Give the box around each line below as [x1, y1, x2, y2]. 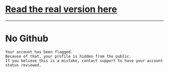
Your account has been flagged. [5, 49, 73, 54]
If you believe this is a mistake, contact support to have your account [5, 58, 163, 63]
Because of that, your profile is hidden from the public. [5, 54, 132, 59]
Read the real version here [5, 4, 117, 15]
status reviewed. [5, 62, 42, 67]
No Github [5, 33, 49, 44]
